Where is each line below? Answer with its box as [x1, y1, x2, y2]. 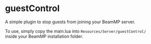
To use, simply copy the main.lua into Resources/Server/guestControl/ [5, 28, 146, 34]
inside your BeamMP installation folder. [5, 33, 84, 39]
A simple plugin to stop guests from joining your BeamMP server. [5, 19, 135, 25]
